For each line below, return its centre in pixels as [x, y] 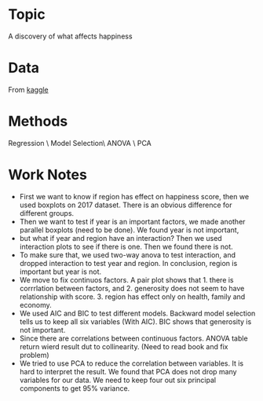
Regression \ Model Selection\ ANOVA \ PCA [80, 143]
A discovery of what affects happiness [70, 36]
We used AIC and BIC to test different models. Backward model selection [137, 313]
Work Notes [48, 175]
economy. [36, 304]
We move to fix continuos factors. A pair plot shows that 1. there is [126, 279]
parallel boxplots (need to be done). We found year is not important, [129, 230]
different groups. [47, 213]
